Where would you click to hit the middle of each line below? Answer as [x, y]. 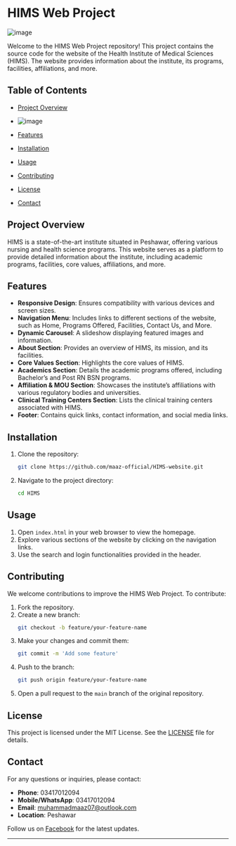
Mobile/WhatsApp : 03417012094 [66, 800]
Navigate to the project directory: [65, 481]
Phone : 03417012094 [48, 793]
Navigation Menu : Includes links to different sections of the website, [117, 318]
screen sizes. [37, 311]
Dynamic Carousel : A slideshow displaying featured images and [110, 333]
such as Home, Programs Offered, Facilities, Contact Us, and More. [114, 325]
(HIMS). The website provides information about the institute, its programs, [116, 60]
